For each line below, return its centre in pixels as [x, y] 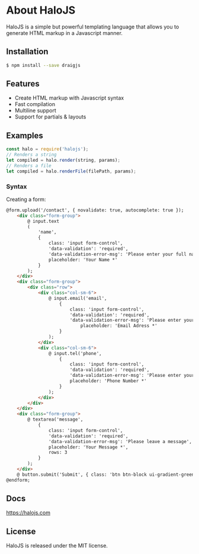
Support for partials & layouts [50, 117]
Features [23, 84]
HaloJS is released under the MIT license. [57, 546]
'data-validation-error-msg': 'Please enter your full [117, 254]
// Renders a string [32, 155]
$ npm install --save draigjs [44, 65]
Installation [27, 52]
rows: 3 [58, 453]
